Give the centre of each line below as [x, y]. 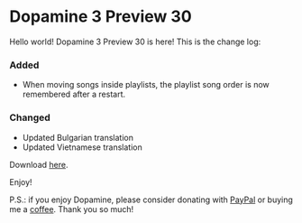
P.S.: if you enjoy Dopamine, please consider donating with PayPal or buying [151, 200]
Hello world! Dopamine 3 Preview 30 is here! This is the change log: [135, 42]
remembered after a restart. [74, 94]
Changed [30, 117]
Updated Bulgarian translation [78, 137]
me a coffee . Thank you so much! [72, 209]
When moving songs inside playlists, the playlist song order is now [146, 85]
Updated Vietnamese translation [82, 147]
